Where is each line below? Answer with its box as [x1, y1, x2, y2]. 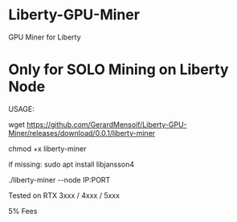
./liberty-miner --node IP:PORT [8, 175, 111, 184]
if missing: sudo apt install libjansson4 [8, 159, 135, 169]
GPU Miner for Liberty [8, 32, 82, 42]
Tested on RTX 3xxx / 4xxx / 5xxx [8, 191, 121, 200]
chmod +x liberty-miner [8, 143, 87, 154]
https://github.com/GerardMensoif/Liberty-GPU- [27, 119, 187, 129]
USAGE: [8, 104, 35, 113]
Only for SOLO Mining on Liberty [8, 60, 229, 79]
